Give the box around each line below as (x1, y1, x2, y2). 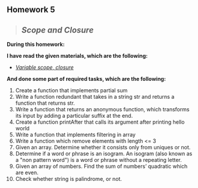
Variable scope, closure (15, 64, 74, 71)
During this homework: (7, 41, 65, 48)
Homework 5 (7, 5, 55, 15)
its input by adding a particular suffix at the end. (15, 112, 133, 120)
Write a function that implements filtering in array (15, 131, 136, 139)
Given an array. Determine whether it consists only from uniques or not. (15, 144, 191, 151)
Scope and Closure (21, 25, 94, 35)
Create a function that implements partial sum (15, 87, 128, 94)
